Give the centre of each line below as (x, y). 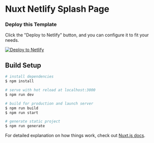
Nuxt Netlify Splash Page (57, 9)
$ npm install (20, 81)
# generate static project (33, 121)
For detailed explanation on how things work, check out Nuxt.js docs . (75, 136)
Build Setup (23, 65)
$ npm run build (22, 108)
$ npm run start (22, 113)
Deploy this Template (31, 25)
